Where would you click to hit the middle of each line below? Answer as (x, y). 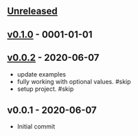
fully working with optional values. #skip (74, 81)
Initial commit (36, 126)
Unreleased (33, 11)
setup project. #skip (45, 89)
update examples (42, 74)
